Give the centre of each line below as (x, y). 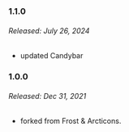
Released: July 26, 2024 (49, 31)
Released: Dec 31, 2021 (47, 96)
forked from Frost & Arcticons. (71, 121)
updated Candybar (52, 56)
